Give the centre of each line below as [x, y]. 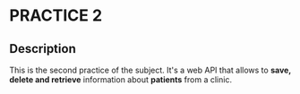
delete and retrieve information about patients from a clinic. [121, 80]
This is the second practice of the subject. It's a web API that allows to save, [150, 70]
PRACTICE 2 [56, 16]
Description [43, 49]
